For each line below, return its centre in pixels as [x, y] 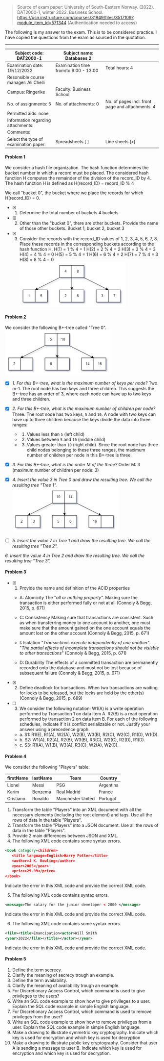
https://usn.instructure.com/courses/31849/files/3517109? [75, 17]
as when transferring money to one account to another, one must [85, 623]
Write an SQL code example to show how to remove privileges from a [82, 1022]
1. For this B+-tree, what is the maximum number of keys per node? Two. [85, 383]
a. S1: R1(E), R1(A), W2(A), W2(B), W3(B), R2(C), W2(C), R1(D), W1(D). [89, 734]
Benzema [42, 792]
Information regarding [29, 120]
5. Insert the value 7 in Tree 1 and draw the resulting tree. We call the [81, 540]
